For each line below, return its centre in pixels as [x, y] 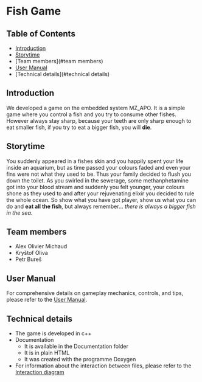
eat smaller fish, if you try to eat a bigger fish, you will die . [79, 127]
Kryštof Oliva [32, 253]
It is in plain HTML [47, 353]
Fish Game [34, 11]
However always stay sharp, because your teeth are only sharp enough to [99, 120]
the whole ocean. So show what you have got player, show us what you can [101, 200]
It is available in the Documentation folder [76, 346]
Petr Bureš [28, 259]
